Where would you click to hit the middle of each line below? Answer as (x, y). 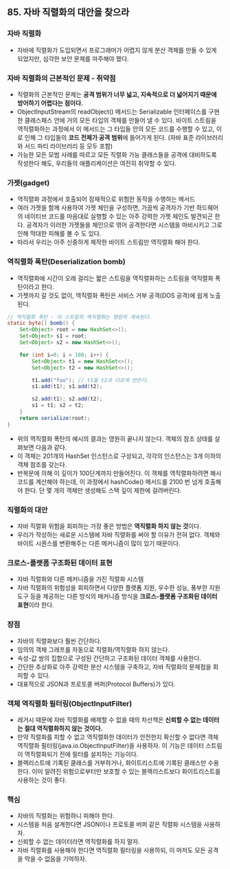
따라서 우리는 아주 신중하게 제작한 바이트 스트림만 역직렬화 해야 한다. (108, 242)
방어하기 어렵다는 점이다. (50, 103)
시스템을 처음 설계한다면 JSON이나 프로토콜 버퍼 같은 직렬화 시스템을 (110, 824)
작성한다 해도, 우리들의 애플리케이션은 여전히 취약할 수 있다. (97, 163)
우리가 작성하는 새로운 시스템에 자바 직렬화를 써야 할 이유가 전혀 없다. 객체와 (119, 535)
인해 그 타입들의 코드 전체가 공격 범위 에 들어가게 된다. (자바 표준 (109, 137)
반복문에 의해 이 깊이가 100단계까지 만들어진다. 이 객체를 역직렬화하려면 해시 (119, 473)
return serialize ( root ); (55, 418)
